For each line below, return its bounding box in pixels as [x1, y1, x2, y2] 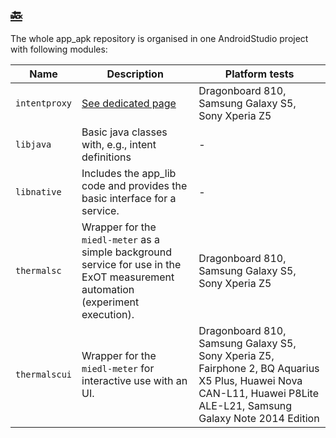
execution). [81, 307, 135, 321]
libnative [15, 186, 62, 197]
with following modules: [10, 43, 108, 55]
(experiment [81, 295, 140, 309]
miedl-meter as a [81, 232, 161, 246]
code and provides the [81, 178, 188, 192]
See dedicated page [81, 96, 177, 110]
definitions [81, 150, 132, 164]
